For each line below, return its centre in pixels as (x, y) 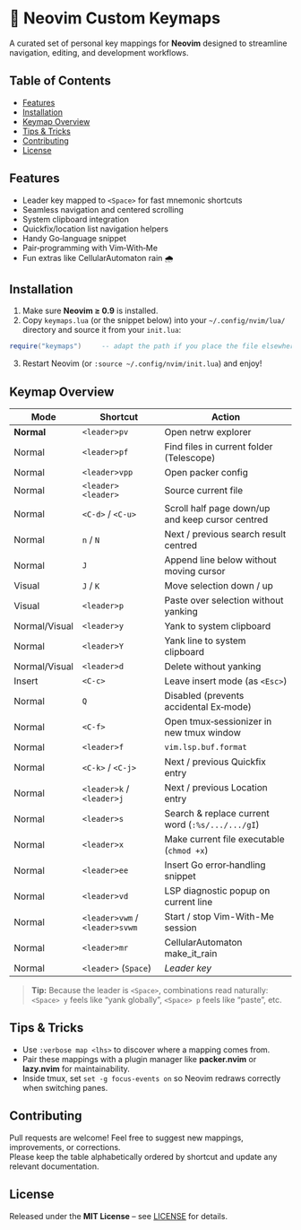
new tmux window (203, 733)
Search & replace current (217, 814)
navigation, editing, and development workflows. (99, 52)
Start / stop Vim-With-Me (219, 917)
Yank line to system (205, 641)
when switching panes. (65, 1087)
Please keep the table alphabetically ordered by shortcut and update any (143, 1156)
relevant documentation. (55, 1166)
